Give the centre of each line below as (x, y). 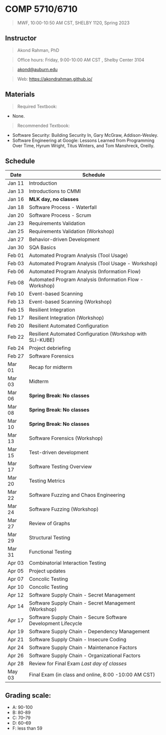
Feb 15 (16, 310)
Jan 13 (16, 191)
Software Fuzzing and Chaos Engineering (77, 495)
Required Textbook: (37, 106)
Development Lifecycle (56, 623)
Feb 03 (16, 264)
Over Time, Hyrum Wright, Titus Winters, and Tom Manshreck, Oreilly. (83, 145)
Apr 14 (16, 606)
